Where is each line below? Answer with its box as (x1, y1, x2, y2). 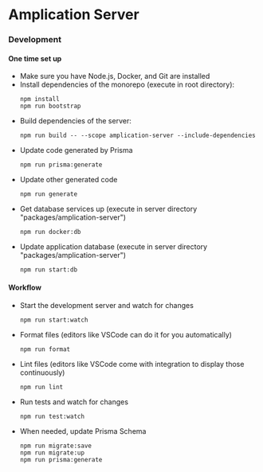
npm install (19, 96, 60, 103)
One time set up (8, 53, 62, 63)
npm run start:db (19, 266, 78, 274)
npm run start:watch (19, 316, 88, 324)
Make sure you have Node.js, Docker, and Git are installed (19, 72, 210, 81)
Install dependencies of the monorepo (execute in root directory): (19, 80, 235, 89)
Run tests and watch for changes (19, 396, 129, 407)
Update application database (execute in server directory (19, 242, 208, 252)
